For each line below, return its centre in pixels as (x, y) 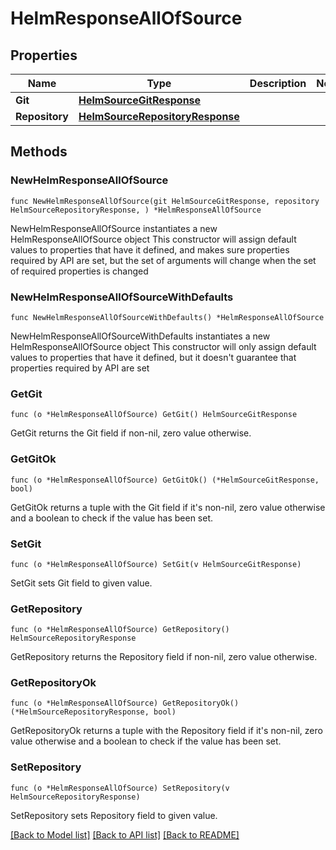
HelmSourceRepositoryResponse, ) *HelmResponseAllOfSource (136, 210)
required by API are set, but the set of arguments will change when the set (163, 260)
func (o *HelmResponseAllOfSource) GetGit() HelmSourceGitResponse (154, 415)
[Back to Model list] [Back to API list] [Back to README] (125, 834)
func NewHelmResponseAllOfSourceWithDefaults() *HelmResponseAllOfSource (167, 317)
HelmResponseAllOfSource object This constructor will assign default (153, 239)
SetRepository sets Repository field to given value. (114, 815)
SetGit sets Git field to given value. (81, 583)
